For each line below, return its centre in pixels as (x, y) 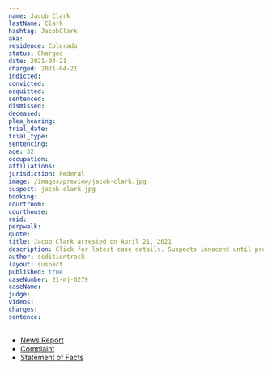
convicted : (27, 83)
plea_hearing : (32, 121)
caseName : (25, 287)
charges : (23, 309)
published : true (36, 272)
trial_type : (28, 136)
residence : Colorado (43, 46)
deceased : (25, 114)
